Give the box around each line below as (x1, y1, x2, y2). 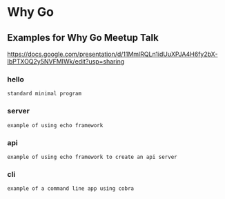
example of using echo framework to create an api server (7, 153, 177, 160)
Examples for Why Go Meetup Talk (7, 32, 159, 44)
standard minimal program (7, 91, 81, 97)
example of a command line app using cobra (7, 185, 135, 192)
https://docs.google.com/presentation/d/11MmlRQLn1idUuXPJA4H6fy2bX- (7, 50, 218, 58)
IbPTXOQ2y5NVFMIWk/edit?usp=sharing (7, 57, 125, 66)
